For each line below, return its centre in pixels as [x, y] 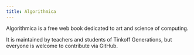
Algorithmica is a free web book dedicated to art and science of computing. [97, 28]
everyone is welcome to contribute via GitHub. [62, 46]
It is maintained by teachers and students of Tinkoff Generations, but [89, 39]
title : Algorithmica [31, 11]
